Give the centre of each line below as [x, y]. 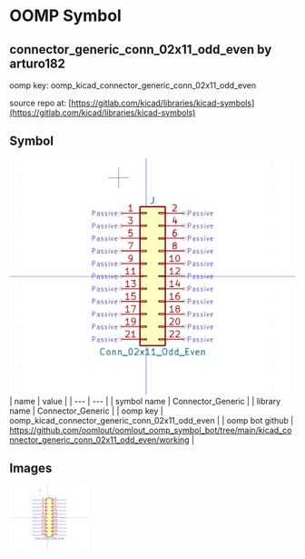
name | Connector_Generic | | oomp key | [86, 411]
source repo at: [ [40, 103]
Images [31, 468]
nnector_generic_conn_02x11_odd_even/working [99, 439]
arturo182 [38, 63]
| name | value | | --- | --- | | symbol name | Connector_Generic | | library [145, 401]
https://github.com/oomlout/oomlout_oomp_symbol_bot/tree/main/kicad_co [151, 430]
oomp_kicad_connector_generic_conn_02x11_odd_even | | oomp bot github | [152, 420]
